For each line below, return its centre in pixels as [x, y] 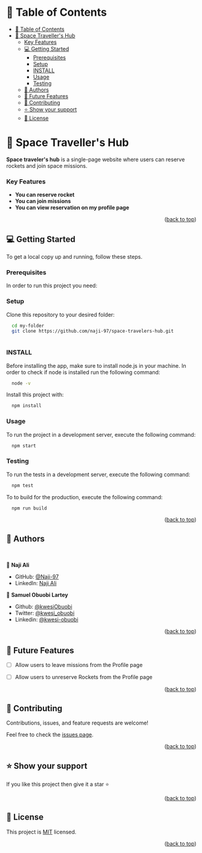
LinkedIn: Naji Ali [36, 583]
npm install [27, 406]
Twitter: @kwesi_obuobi [45, 613]
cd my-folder [28, 326]
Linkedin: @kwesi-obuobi [46, 620]
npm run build [29, 508]
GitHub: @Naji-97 [37, 577]
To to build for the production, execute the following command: [84, 497]
